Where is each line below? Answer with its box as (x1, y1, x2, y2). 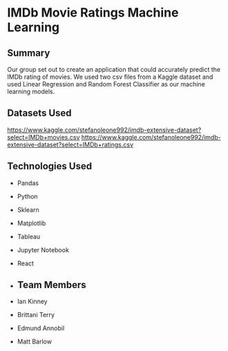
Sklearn (17, 205, 39, 214)
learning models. (7, 88, 55, 95)
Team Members (17, 279, 86, 291)
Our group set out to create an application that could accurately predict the (7, 66, 221, 73)
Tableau (17, 232, 41, 240)
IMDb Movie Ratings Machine (7, 5, 179, 21)
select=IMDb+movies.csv (7, 133, 80, 141)
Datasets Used (7, 107, 72, 119)
